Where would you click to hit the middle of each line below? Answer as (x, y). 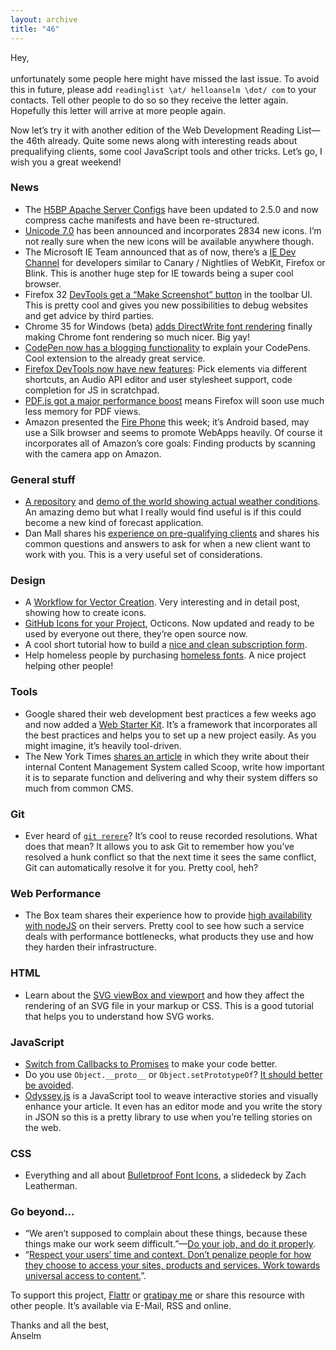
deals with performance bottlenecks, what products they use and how (169, 937)
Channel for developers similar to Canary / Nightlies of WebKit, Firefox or (175, 262)
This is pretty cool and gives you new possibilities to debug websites (166, 305)
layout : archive (44, 19)
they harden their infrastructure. (90, 947)
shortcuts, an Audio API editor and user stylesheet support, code (158, 379)
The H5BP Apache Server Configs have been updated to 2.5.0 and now (171, 209)
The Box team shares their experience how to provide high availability (168, 915)
